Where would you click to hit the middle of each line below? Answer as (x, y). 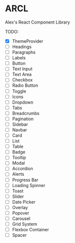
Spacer (19, 235)
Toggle (19, 91)
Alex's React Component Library (37, 22)
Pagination (23, 119)
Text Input (22, 69)
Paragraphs (24, 53)
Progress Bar (25, 180)
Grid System (25, 224)
